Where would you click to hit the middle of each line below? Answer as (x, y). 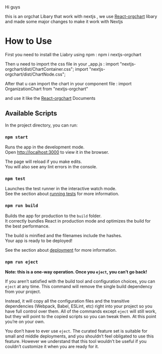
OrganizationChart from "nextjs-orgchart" (47, 89)
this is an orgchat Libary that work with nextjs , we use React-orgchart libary (81, 16)
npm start (16, 137)
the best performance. (27, 226)
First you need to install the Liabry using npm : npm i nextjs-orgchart (73, 54)
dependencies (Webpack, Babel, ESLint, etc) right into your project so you (79, 306)
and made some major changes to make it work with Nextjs (64, 22)
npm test (15, 178)
